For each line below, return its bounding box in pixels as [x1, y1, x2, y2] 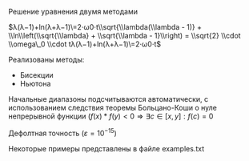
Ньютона [19, 79, 51, 88]
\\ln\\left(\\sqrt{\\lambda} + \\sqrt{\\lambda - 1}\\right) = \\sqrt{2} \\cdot [8, 31, 242, 40]
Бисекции [19, 70, 54, 79]
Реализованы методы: [8, 55, 85, 64]
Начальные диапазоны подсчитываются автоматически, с [8, 95, 209, 103]
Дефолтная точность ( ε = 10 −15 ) [8, 127, 118, 138]
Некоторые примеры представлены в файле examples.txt [8, 143, 205, 153]
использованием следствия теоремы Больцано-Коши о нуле [8, 103, 218, 112]
